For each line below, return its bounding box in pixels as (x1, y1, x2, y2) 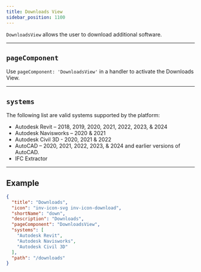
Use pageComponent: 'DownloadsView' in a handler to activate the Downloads (6, 68, 194, 75)
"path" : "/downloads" (11, 255, 66, 261)
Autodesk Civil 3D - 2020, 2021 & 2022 (14, 136, 112, 143)
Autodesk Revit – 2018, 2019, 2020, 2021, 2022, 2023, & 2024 (14, 123, 167, 130)
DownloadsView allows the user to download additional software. (6, 30, 163, 38)
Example (6, 178, 39, 188)
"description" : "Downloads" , (11, 216, 84, 222)
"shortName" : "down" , (11, 210, 66, 216)
